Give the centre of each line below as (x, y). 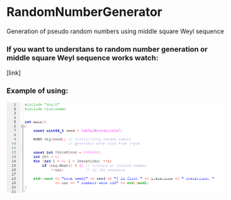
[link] (14, 73)
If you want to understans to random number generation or (107, 49)
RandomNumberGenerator (85, 12)
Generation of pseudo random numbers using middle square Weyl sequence (115, 31)
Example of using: (37, 91)
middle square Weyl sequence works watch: (83, 57)
